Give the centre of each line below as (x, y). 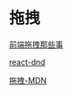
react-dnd (27, 62)
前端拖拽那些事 (36, 44)
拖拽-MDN (28, 80)
